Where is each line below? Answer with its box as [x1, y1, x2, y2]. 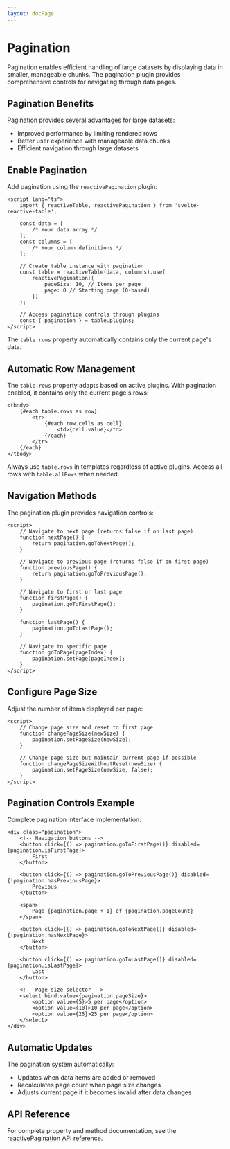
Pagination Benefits [7, 98, 94, 109]
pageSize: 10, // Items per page [44, 281, 141, 288]
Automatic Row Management [7, 363, 136, 375]
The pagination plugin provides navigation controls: [7, 508, 154, 517]
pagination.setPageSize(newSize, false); [32, 766, 154, 773]
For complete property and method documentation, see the [7, 1127, 177, 1135]
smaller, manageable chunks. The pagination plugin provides [7, 70, 181, 78]
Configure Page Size [7, 686, 98, 698]
